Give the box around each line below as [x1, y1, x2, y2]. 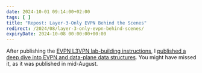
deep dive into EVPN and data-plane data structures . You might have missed [6, 54, 197, 61]
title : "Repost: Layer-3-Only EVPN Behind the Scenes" [6, 20, 147, 26]
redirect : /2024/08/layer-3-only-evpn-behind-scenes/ [6, 25, 145, 32]
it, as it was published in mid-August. [6, 60, 98, 68]
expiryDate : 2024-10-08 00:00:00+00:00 [6, 31, 107, 37]
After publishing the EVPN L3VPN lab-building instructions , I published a [6, 47, 186, 54]
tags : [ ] [6, 14, 31, 20]
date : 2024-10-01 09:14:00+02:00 [6, 8, 90, 15]
